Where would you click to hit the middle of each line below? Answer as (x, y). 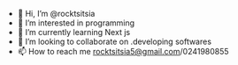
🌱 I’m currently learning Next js (74, 32)
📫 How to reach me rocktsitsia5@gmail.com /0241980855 (123, 51)
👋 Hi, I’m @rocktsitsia (56, 14)
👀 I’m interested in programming (76, 23)
